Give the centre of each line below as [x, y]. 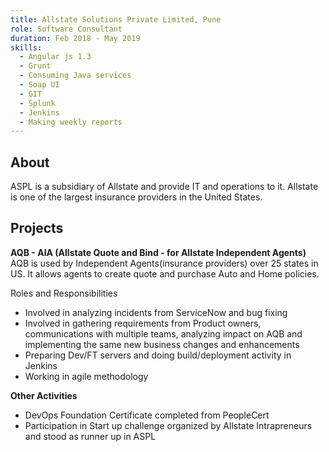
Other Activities [44, 395]
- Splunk [37, 103]
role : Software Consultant [66, 29]
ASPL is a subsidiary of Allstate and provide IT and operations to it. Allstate [164, 187]
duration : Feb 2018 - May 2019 [75, 38]
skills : [26, 47]
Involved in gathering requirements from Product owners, [143, 323]
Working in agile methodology [86, 376]
